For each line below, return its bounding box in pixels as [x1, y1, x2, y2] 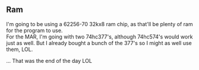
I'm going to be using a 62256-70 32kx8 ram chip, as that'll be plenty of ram [6, 20, 193, 27]
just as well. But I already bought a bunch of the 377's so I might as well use [6, 39, 192, 46]
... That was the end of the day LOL [6, 57, 92, 64]
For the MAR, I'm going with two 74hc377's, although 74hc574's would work [6, 33, 193, 40]
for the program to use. [6, 27, 63, 34]
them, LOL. [6, 46, 33, 53]
